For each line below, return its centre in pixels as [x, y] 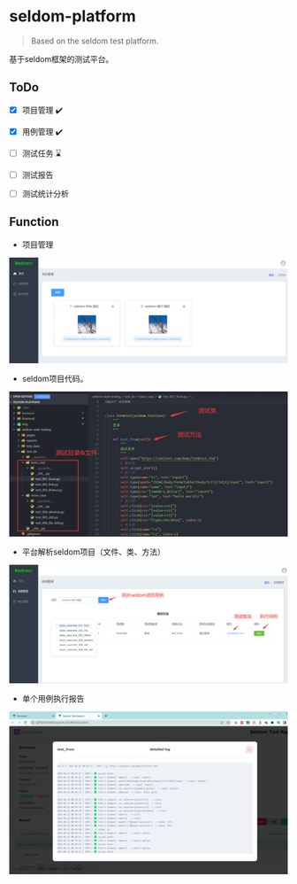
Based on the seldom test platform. [95, 41]
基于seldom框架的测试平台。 [61, 58]
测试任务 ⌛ [42, 153]
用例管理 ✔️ [42, 131]
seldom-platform [73, 16]
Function [34, 222]
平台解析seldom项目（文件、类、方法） [93, 552]
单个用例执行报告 [53, 698]
